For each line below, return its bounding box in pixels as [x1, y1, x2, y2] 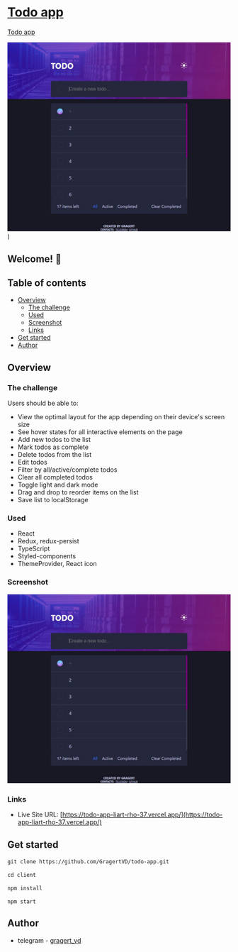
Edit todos [17, 458, 47, 467]
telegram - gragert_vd [17, 936, 81, 944]
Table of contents [7, 277, 86, 289]
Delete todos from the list [17, 450, 92, 459]
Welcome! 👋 [7, 253, 62, 265]
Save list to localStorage [17, 496, 89, 504]
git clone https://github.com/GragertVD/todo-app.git [7, 858, 170, 865]
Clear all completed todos [17, 473, 93, 482]
